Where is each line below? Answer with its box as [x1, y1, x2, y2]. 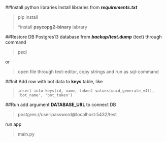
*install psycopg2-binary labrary [17, 24, 87, 30]
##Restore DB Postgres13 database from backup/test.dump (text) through [5, 34, 162, 40]
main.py [17, 131, 35, 137]
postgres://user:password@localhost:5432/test [17, 112, 117, 117]
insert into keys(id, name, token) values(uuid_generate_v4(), [17, 88, 155, 93]
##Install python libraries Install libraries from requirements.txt [5, 5, 138, 10]
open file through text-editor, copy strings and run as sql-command [17, 68, 159, 75]
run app [5, 121, 22, 127]
